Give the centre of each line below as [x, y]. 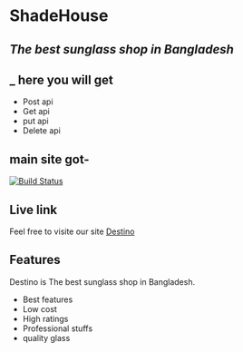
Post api [38, 102]
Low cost [39, 308]
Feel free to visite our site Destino [72, 231]
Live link [33, 210]
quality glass [46, 337]
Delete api [41, 131]
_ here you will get [61, 79]
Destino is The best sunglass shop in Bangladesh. [102, 281]
